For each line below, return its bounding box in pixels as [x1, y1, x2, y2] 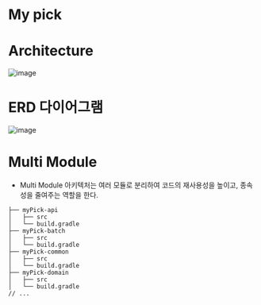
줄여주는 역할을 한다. [34, 191, 99, 199]
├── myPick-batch [8, 227, 66, 235]
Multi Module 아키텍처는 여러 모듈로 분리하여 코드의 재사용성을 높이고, [19, 180, 239, 190]
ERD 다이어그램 [8, 98, 104, 117]
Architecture [8, 42, 94, 60]
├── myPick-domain [8, 268, 69, 276]
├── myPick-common [8, 248, 69, 256]
